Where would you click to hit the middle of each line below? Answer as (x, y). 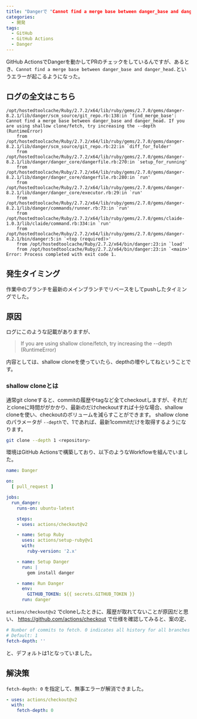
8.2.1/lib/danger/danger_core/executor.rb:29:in (67, 193)
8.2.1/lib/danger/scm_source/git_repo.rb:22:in (65, 146)
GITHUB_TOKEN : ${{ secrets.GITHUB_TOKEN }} (81, 594)
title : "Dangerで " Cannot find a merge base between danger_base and (92, 11)
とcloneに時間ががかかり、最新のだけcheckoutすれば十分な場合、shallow (95, 407)
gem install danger (51, 573)
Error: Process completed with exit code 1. (61, 254)
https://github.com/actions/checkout (62, 619)
